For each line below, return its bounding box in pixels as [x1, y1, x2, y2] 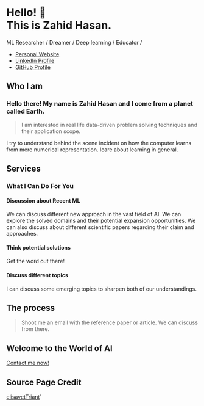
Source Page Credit [6, 377, 82, 387]
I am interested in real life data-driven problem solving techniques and [21, 121, 198, 128]
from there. [21, 325, 50, 333]
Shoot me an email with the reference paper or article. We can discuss [21, 319, 198, 326]
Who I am [6, 81, 43, 92]
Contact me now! [6, 360, 50, 367]
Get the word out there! [6, 258, 65, 265]
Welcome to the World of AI [6, 343, 113, 353]
